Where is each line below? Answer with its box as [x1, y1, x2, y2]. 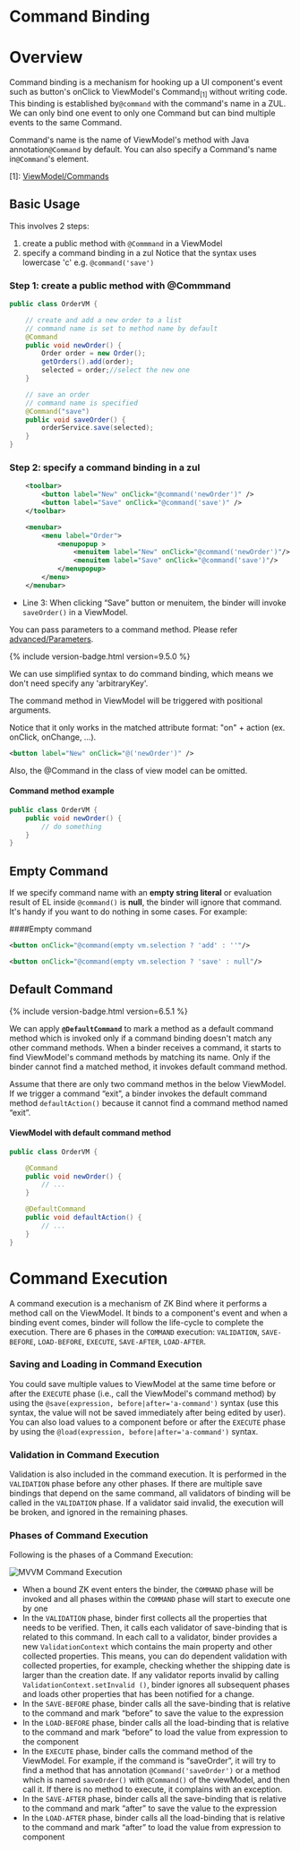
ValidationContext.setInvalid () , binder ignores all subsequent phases [21, 1679, 290, 1690]
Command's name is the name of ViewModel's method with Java [9, 134, 249, 145]
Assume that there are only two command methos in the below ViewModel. [9, 1078, 287, 1089]
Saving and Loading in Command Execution [9, 1358, 203, 1371]
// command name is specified [25, 398, 139, 407]
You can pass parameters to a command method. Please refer [9, 624, 238, 635]
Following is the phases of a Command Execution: [9, 1549, 193, 1560]
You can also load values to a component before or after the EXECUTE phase [9, 1417, 287, 1427]
